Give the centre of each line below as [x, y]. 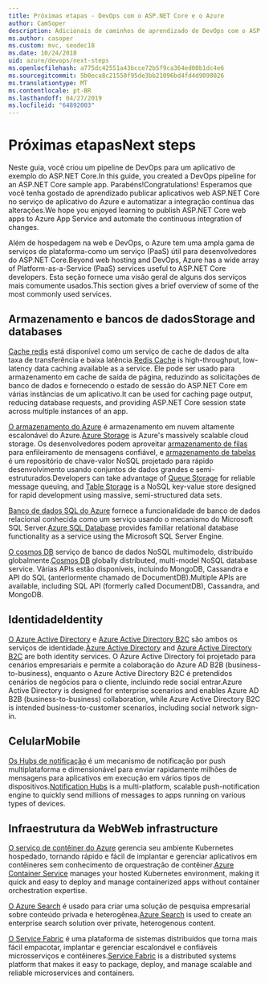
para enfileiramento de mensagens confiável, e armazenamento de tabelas [132, 452]
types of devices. [37, 803]
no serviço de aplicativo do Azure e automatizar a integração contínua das [131, 202]
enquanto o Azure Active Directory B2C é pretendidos [143, 673]
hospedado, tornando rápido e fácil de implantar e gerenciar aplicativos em [133, 856]
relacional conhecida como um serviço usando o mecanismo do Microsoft [131, 519]
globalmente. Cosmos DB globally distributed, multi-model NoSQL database [133, 560]
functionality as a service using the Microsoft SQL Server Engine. [116, 536]
